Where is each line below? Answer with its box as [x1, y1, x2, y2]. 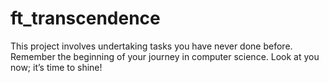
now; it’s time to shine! [10, 61, 103, 73]
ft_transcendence [10, 7, 161, 30]
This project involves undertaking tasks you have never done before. [10, 40, 293, 52]
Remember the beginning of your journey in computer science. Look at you [10, 50, 320, 62]
